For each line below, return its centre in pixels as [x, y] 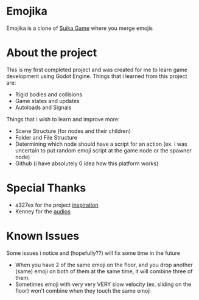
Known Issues [43, 236]
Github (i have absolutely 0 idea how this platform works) [87, 163]
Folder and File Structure [46, 137]
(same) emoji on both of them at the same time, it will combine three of [104, 271]
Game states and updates [47, 101]
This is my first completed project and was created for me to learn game [97, 70]
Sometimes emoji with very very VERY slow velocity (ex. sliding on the [103, 284]
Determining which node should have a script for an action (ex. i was [101, 144]
